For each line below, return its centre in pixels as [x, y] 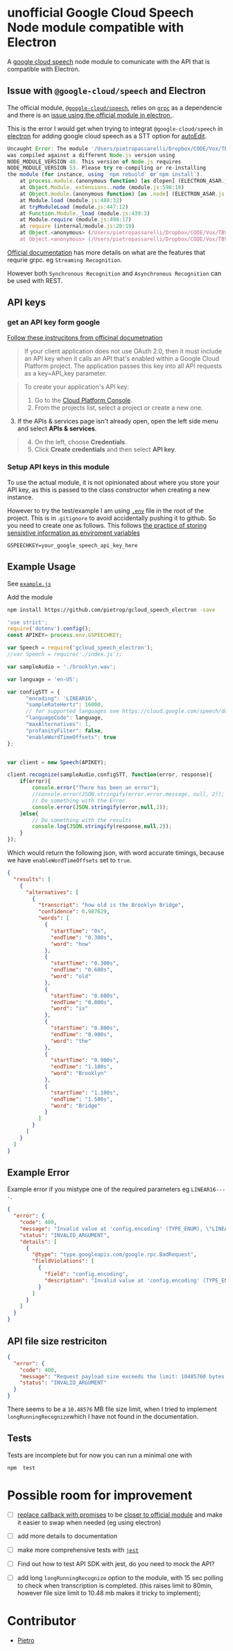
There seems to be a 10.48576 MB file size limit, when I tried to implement [112, 1409]
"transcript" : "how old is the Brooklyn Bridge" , [111, 905]
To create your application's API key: [77, 387]
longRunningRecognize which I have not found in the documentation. [103, 1417]
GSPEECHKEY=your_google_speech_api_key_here [72, 545]
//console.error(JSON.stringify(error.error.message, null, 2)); [129, 794]
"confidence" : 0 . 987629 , [74, 912]
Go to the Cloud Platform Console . [84, 400]
